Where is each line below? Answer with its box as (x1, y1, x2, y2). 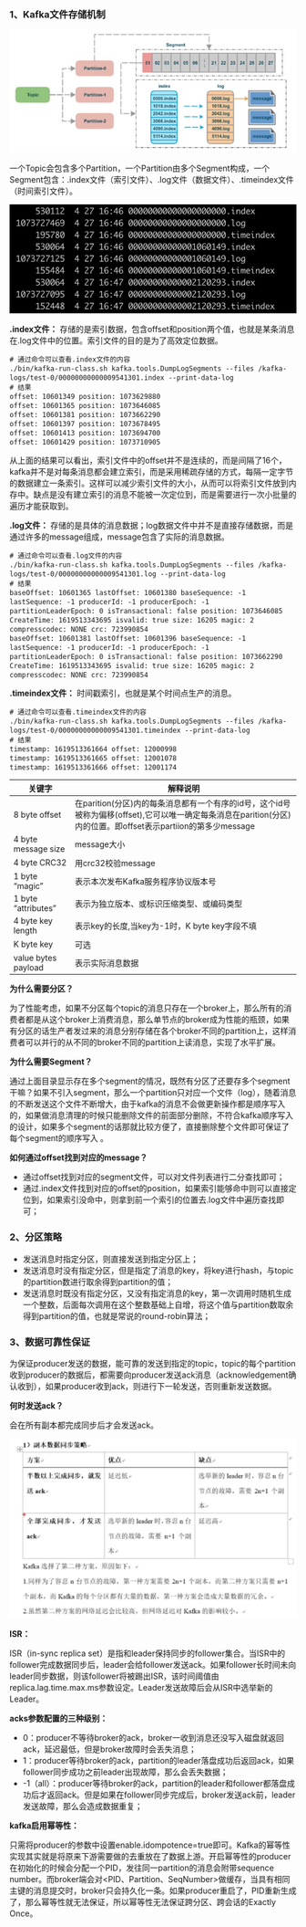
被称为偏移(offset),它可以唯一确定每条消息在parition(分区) (74, 810, 291, 821)
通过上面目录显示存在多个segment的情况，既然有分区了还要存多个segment (9, 1075, 291, 1087)
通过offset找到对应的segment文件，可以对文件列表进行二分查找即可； (22, 1171, 285, 1183)
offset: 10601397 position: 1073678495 (9, 420, 161, 429)
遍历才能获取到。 (9, 500, 74, 512)
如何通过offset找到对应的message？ (9, 1152, 148, 1163)
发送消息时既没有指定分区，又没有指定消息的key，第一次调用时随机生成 (22, 1287, 291, 1298)
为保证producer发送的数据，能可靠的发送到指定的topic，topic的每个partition (9, 1358, 296, 1368)
